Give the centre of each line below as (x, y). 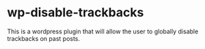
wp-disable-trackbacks (76, 13)
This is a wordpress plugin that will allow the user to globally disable (103, 31)
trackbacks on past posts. (44, 38)
